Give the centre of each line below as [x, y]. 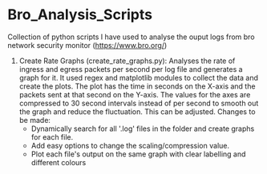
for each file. [52, 136]
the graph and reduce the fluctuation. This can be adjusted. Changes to [137, 111]
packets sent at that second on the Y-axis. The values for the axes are [135, 94]
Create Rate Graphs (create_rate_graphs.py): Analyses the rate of [127, 61]
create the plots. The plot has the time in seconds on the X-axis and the [137, 86]
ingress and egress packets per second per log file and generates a [131, 69]
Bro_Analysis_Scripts [80, 15]
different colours [59, 162]
